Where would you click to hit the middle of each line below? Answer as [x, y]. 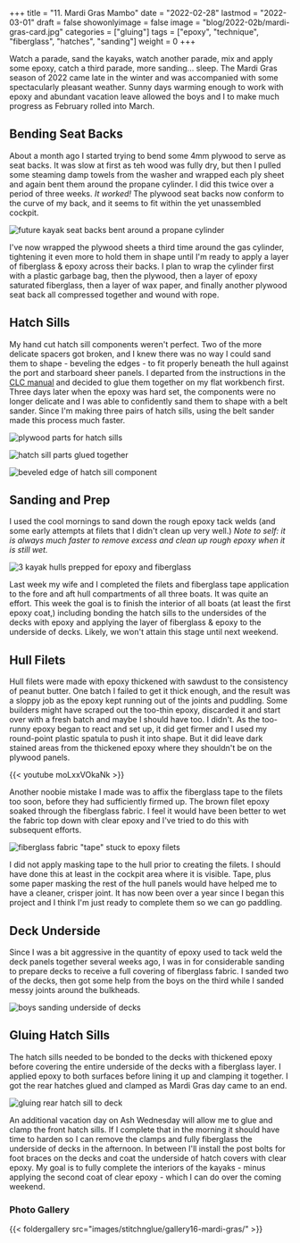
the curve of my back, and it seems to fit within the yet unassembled [135, 203]
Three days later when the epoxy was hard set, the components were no [143, 391]
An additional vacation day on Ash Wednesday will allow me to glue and [141, 1120]
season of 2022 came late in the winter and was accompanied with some [144, 78]
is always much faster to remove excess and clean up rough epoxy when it [147, 540]
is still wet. [29, 550]
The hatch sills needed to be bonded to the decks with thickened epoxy [141, 1056]
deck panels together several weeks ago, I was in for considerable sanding [147, 962]
